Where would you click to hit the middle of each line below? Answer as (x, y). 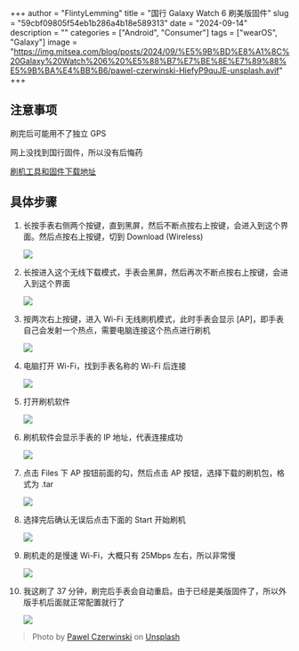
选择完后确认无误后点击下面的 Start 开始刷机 (104, 519)
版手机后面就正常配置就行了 (74, 602)
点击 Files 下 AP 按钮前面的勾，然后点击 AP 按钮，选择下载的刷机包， (150, 473)
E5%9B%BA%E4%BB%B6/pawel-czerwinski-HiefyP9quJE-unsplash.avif (145, 70)
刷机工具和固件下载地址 (53, 171)
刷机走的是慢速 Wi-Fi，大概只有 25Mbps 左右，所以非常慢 (129, 555)
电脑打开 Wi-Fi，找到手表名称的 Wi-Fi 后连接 (105, 366)
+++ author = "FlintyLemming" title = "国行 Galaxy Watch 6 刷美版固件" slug (149, 13)
